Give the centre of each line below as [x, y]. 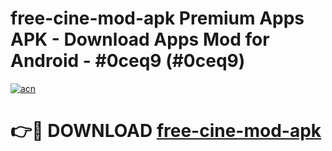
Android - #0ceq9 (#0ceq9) [128, 61]
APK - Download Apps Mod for [140, 39]
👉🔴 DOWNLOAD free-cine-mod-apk [166, 131]
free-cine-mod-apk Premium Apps [157, 18]
